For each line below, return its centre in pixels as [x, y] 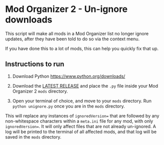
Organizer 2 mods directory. [40, 91]
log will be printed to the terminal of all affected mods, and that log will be [81, 132]
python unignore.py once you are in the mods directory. [68, 106]
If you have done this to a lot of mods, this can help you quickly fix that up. [82, 48]
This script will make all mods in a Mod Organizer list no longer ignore [77, 33]
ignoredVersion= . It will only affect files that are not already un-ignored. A [81, 126]
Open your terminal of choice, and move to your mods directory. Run [82, 101]
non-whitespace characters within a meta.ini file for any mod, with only [79, 121]
